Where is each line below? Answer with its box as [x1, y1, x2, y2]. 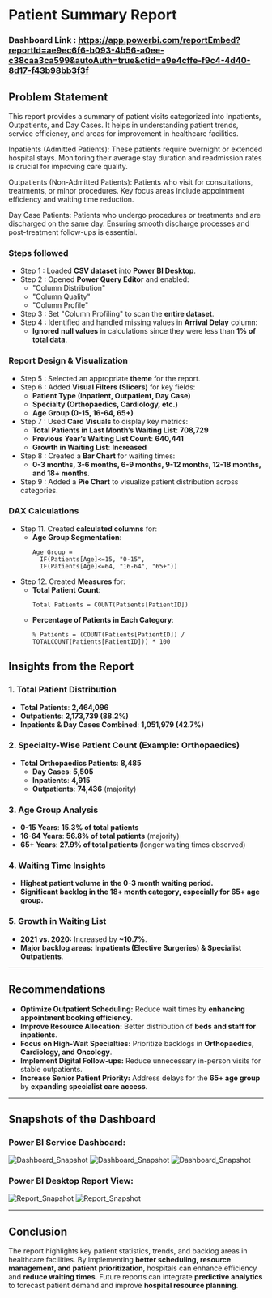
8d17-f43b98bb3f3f [8, 65, 89, 76]
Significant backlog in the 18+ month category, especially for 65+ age [19, 887, 261, 896]
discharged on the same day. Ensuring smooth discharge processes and [8, 219, 249, 228]
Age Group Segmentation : [32, 532, 122, 542]
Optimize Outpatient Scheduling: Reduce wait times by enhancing [19, 1004, 245, 1014]
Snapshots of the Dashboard [8, 1112, 156, 1126]
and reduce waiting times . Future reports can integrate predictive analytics [8, 1272, 263, 1282]
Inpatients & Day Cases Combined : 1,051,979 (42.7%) [19, 719, 204, 730]
